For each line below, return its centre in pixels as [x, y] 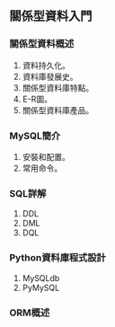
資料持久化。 [46, 65]
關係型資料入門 [51, 16]
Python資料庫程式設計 [57, 258]
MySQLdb [41, 278]
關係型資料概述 [42, 44]
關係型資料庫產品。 [58, 110]
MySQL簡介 [35, 136]
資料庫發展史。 [50, 76]
